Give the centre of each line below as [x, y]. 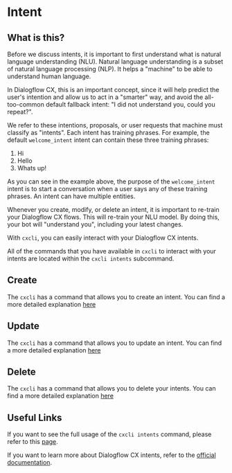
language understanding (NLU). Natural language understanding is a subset [115, 62]
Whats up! [32, 168]
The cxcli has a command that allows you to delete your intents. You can [111, 389]
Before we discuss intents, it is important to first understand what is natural [114, 54]
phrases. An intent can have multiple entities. [71, 196]
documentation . [30, 463]
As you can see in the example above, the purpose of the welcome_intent [111, 181]
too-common [26, 104]
